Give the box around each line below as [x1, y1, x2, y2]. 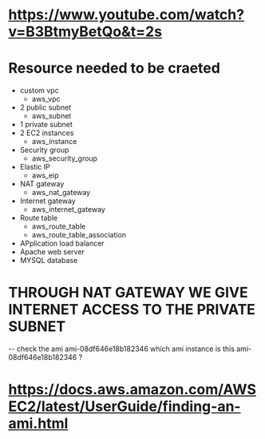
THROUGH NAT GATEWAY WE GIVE [8, 284, 249, 301]
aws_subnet [31, 111, 72, 121]
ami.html [8, 414, 69, 433]
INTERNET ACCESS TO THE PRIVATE [8, 301, 255, 319]
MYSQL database [19, 256, 78, 265]
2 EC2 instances [19, 128, 74, 138]
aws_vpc [31, 94, 61, 104]
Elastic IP [19, 162, 50, 172]
